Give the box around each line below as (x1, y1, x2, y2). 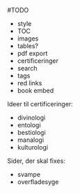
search (17, 64, 38, 72)
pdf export (17, 49, 48, 57)
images (17, 34, 39, 43)
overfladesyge (17, 178, 59, 186)
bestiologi (17, 129, 47, 136)
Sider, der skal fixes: (7, 157, 66, 165)
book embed (17, 87, 54, 94)
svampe (17, 171, 40, 178)
